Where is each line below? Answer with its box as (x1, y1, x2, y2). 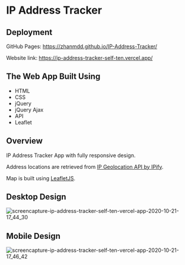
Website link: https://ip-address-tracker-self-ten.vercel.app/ (6, 55, 153, 61)
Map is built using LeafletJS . (6, 174, 76, 181)
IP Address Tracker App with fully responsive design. (6, 152, 136, 159)
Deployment (6, 27, 53, 37)
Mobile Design (6, 231, 61, 241)
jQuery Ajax (14, 106, 44, 113)
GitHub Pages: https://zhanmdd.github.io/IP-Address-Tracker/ (6, 43, 158, 50)
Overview (6, 136, 43, 146)
